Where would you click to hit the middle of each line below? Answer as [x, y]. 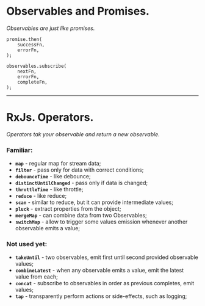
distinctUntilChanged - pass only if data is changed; [81, 183]
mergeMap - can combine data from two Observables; [81, 216]
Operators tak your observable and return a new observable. [83, 134]
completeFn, [32, 82]
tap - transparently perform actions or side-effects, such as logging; [101, 296]
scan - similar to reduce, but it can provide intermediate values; [94, 202]
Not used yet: [27, 244]
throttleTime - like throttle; [49, 189]
